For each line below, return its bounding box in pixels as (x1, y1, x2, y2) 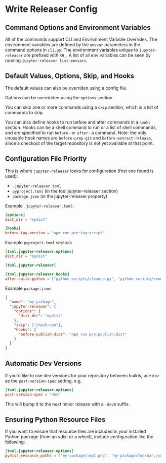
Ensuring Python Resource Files (5, 415, 106, 424)
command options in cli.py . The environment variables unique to (5, 47, 138, 53)
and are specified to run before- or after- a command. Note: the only (5, 130, 147, 135)
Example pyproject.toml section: (5, 240, 73, 246)
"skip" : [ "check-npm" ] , (14, 323, 63, 328)
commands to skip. (5, 109, 44, 115)
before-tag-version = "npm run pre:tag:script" (5, 231, 105, 236)
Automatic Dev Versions (5, 359, 82, 368)
